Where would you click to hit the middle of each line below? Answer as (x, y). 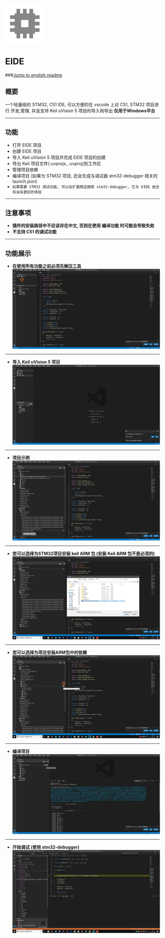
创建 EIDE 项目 (27, 151)
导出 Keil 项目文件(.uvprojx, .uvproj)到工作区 (57, 163)
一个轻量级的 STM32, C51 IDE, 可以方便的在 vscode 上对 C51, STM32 (75, 104)
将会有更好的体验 (27, 192)
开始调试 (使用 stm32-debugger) (46, 847)
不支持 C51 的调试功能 (34, 232)
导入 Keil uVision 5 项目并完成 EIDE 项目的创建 (59, 157)
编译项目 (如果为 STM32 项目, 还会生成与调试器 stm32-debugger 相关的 (85, 175)
